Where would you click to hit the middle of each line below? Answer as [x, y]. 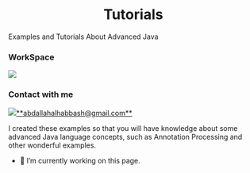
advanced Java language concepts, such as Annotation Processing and [125, 136]
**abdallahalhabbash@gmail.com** [74, 113]
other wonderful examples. [52, 145]
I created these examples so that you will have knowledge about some [123, 128]
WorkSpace [31, 57]
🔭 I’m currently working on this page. [80, 160]
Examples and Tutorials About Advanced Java [83, 37]
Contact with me [41, 94]
